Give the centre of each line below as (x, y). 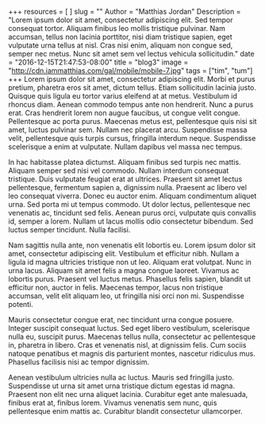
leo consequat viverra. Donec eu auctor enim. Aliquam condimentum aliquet (132, 196)
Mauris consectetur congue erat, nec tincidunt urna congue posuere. (121, 320)
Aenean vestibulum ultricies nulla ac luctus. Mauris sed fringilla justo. (121, 377)
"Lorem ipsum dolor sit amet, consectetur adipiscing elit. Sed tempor (121, 20)
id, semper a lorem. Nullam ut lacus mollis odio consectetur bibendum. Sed (131, 221)
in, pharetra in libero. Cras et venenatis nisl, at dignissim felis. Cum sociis (127, 345)
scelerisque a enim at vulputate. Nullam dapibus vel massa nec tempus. (125, 147)
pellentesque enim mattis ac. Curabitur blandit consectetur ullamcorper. (126, 411)
